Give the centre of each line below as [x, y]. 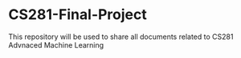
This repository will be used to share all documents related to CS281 [121, 37]
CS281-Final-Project [78, 15]
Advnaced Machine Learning [56, 44]
